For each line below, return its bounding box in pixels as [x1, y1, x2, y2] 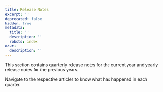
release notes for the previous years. [5, 67, 79, 72]
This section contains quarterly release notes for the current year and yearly [5, 62, 158, 68]
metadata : [5, 25, 25, 30]
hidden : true [5, 21, 32, 26]
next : [5, 44, 16, 48]
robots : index [9, 39, 38, 44]
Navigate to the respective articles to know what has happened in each [5, 76, 147, 82]
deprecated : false [5, 16, 42, 21]
